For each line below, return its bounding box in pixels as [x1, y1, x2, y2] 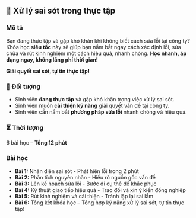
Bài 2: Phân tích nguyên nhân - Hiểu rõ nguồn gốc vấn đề [14, 174, 156, 181]
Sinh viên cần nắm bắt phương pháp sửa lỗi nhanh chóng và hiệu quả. [14, 108, 187, 116]
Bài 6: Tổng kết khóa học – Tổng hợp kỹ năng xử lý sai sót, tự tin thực [14, 199, 185, 206]
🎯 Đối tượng [6, 82, 40, 91]
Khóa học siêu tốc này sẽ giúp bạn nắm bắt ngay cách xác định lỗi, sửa [6, 43, 181, 50]
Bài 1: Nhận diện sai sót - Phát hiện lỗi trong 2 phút [14, 167, 140, 175]
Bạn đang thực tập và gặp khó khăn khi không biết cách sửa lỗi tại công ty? [6, 37, 191, 44]
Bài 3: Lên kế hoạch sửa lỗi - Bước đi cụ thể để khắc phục [14, 180, 157, 187]
